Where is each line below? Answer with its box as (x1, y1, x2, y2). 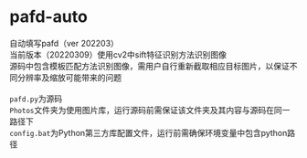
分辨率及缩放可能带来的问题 (16, 71, 122, 83)
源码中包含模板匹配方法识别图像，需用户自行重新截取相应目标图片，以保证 (9, 60, 290, 71)
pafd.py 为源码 (9, 93, 63, 104)
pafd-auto (9, 6, 89, 27)
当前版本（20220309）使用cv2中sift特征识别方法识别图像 (9, 48, 227, 60)
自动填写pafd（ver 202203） (9, 37, 119, 48)
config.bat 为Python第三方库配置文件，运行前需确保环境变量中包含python (9, 127, 288, 138)
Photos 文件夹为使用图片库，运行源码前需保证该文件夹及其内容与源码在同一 (9, 104, 291, 115)
